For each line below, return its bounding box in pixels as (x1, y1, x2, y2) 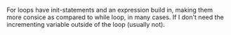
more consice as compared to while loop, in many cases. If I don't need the (6, 13, 224, 21)
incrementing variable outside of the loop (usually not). (6, 21, 166, 28)
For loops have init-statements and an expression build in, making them (6, 6, 213, 14)
